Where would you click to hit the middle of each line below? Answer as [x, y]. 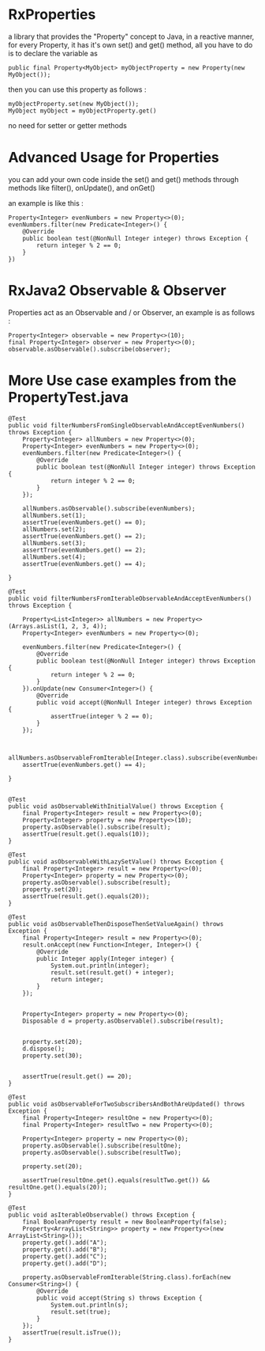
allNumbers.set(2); [54, 529]
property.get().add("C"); [65, 1256]
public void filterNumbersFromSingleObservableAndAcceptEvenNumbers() [127, 425]
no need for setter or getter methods [68, 125]
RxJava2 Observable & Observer [117, 291]
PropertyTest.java [68, 397]
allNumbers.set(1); [54, 515]
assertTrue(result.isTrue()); [72, 1332]
